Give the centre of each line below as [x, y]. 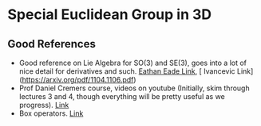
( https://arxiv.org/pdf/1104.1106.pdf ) [77, 80]
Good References [52, 44]
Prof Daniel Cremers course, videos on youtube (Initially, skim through [134, 88]
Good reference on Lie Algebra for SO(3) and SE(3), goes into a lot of [133, 63]
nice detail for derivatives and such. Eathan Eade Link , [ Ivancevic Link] [136, 71]
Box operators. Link [51, 113]
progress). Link [44, 105]
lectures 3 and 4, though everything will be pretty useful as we [122, 96]
